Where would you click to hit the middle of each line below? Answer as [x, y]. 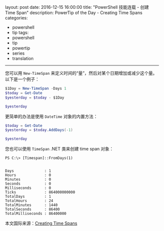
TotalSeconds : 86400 [32, 210]
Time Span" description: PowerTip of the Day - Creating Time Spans [74, 13]
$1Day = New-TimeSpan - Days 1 [36, 88]
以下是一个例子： [22, 79]
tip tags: [20, 32]
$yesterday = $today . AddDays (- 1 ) [39, 130]
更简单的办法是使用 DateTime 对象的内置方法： [51, 116]
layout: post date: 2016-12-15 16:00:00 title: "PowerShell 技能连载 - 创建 [77, 7]
